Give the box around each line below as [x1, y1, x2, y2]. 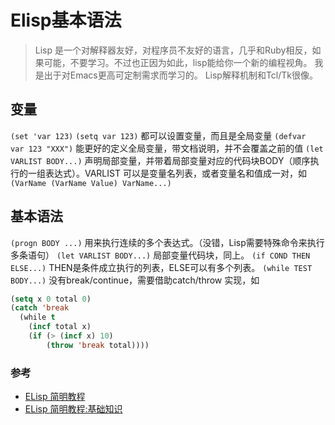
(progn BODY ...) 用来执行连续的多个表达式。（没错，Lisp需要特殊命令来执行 [10, 236, 325, 248]
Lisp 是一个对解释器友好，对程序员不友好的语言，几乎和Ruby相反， [34, 44, 313, 56]
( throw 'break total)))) [46, 340, 150, 350]
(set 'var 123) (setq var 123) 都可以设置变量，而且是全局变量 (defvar [10, 129, 307, 141]
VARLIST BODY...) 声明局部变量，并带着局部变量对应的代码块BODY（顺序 [10, 154, 311, 166]
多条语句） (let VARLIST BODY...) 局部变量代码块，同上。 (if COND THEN [10, 249, 311, 261]
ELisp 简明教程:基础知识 [24, 403, 123, 415]
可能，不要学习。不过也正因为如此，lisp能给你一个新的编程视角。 [43, 56, 313, 68]
